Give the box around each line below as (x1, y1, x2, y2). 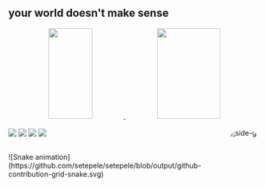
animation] (34, 152, 71, 162)
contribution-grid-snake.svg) (8, 169, 104, 179)
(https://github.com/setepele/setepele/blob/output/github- (8, 161, 202, 171)
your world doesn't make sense (8, 6, 169, 20)
